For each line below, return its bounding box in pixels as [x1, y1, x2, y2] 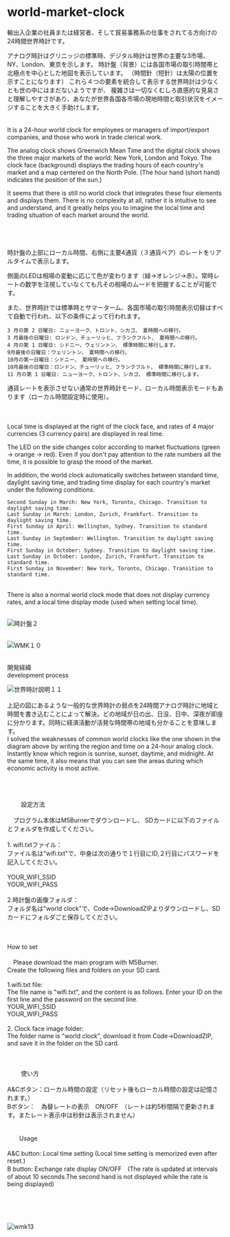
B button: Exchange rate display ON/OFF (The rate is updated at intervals [7, 1165, 218, 1173]
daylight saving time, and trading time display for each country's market [7, 478, 211, 486]
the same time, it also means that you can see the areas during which [7, 756, 204, 765]
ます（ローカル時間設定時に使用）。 [12, 392, 113, 401]
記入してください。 [7, 857, 62, 866]
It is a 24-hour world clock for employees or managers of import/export [7, 125, 209, 134]
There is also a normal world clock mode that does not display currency [7, 590, 210, 599]
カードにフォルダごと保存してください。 [7, 913, 122, 921]
